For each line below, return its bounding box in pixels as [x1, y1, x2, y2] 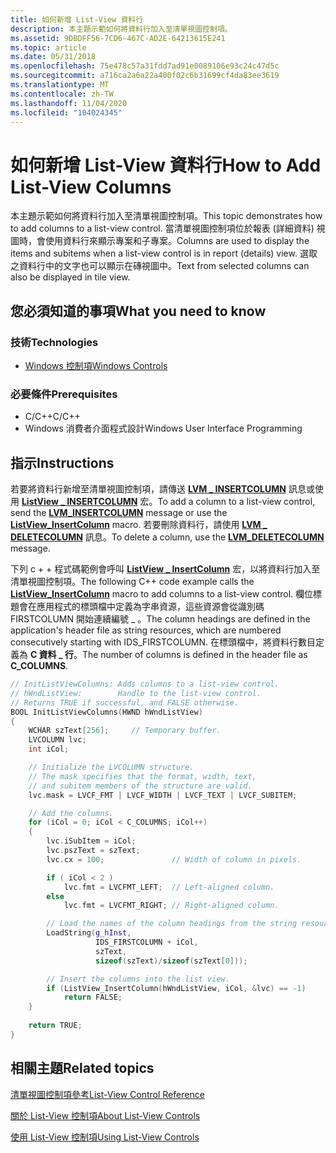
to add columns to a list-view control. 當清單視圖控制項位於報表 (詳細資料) [10, 222, 315, 235]
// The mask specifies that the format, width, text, [28, 771, 257, 781]
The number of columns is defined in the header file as [81, 649, 308, 661]
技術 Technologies [10, 335, 99, 349]
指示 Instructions [10, 454, 115, 471]
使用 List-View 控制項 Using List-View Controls [10, 1131, 200, 1143]
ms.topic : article [10, 42, 87, 53]
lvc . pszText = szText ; [46, 846, 141, 856]
